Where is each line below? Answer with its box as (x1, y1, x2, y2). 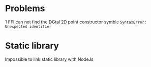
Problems (5, 3, 45, 14)
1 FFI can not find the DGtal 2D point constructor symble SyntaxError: (5, 19, 147, 25)
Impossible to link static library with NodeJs (5, 56, 93, 62)
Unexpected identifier (5, 24, 52, 29)
